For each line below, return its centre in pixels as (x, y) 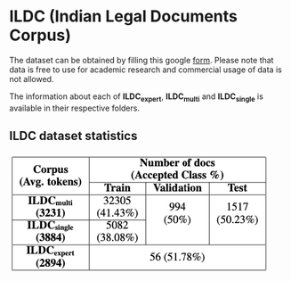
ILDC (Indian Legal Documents (124, 17)
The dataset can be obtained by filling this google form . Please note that (141, 60)
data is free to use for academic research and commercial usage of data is (145, 70)
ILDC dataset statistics (73, 136)
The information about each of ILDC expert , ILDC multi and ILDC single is (137, 97)
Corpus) (40, 35)
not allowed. (32, 79)
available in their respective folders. (75, 108)
